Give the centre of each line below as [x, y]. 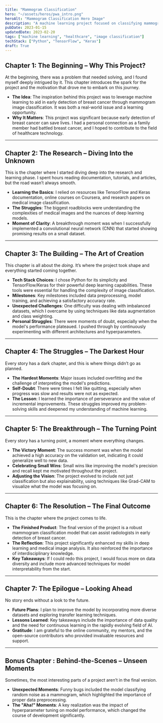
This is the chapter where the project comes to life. [56, 518]
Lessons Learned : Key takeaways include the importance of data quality [85, 620]
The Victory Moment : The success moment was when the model [77, 450]
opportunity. [24, 113]
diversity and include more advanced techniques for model [71, 564]
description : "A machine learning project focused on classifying [73, 23]
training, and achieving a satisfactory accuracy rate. [64, 301]
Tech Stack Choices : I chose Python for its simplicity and [69, 280]
